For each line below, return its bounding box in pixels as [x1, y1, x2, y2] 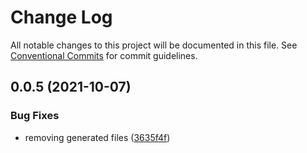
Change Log [10, 6, 113, 29]
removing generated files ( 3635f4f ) [24, 131, 171, 143]
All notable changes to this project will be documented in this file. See [10, 39, 298, 51]
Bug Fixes [10, 109, 60, 123]
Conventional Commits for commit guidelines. [10, 49, 198, 61]
